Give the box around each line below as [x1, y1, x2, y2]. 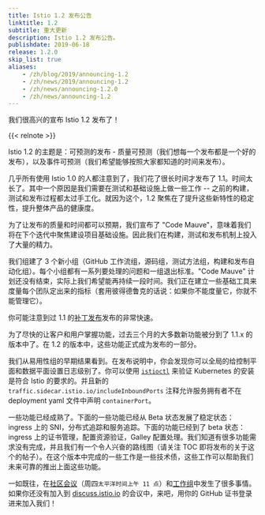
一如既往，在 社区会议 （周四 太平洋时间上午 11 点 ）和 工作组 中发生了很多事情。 [8, 479, 256, 488]
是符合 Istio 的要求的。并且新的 [8, 376, 109, 385]
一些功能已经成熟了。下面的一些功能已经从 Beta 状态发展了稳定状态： [8, 412, 234, 423]
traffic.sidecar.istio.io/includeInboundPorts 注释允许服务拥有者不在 [8, 386, 242, 396]
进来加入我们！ [8, 498, 57, 508]
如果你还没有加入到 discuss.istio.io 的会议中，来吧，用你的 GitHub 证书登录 [8, 489, 252, 498]
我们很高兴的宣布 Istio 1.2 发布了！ [8, 115, 120, 125]
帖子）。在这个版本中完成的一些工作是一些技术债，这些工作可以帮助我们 [21, 452, 254, 462]
